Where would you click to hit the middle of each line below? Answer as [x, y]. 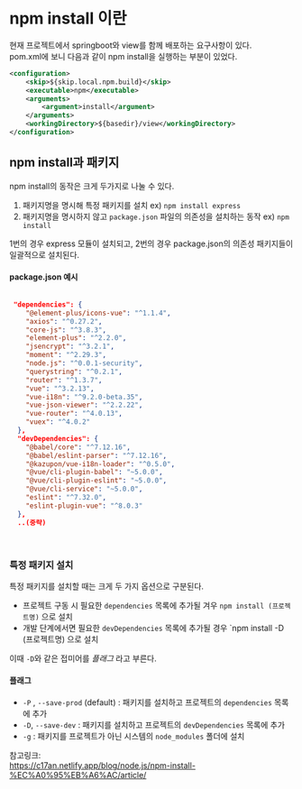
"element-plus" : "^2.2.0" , [76, 338]
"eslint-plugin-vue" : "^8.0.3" [84, 506]
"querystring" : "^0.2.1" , [74, 372]
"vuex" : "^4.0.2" [58, 422]
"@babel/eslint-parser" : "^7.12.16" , [96, 455]
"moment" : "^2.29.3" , [66, 355]
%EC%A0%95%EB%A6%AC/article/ [78, 775]
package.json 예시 [44, 277]
